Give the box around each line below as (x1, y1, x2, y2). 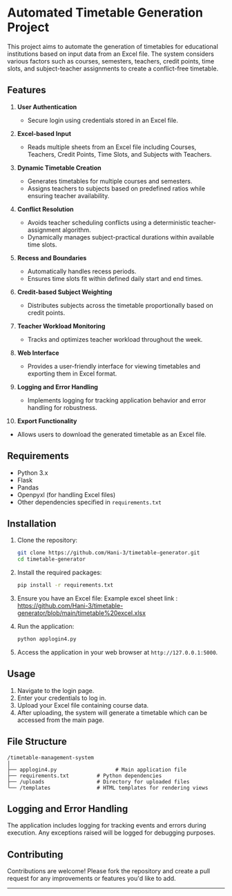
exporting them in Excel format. (27, 369, 117, 378)
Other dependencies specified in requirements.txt (17, 498, 162, 506)
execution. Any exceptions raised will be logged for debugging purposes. (7, 828, 215, 837)
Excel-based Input (17, 129, 71, 137)
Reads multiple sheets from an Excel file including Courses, (27, 143, 197, 151)
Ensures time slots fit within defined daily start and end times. (27, 274, 203, 282)
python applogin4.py (17, 636, 77, 643)
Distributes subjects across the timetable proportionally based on (27, 301, 214, 309)
